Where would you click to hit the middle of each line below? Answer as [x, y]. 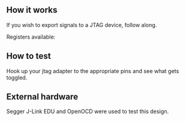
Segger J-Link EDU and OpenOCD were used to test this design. [88, 111]
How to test [28, 56]
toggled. [17, 77]
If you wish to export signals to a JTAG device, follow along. [82, 25]
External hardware [42, 97]
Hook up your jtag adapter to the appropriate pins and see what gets [93, 71]
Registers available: [31, 37]
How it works [32, 10]
